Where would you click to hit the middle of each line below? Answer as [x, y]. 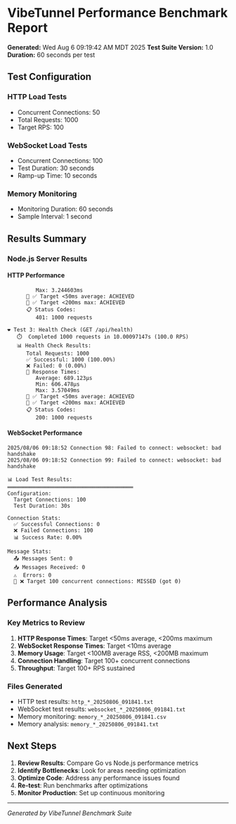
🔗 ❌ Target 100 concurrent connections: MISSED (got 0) [97, 581]
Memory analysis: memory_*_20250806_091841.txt [88, 724]
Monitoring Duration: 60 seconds [65, 209]
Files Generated [35, 686]
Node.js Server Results [47, 259]
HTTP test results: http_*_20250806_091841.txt [85, 701]
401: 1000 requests [64, 318]
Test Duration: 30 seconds [56, 168]
